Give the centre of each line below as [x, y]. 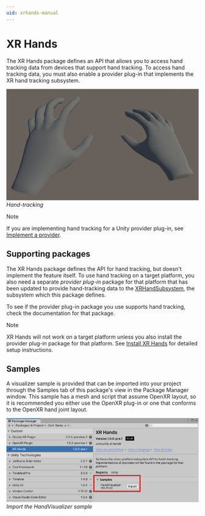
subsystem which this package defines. [56, 295]
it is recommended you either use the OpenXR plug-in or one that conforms [101, 403]
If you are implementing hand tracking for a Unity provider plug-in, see [95, 228]
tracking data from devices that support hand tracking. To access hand [95, 67]
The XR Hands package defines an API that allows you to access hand [95, 61]
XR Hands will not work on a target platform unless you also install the [94, 337]
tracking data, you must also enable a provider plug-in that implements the [100, 74]
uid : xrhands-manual [33, 13]
